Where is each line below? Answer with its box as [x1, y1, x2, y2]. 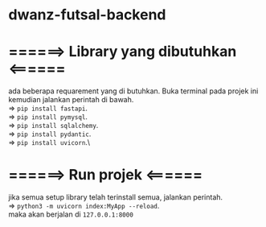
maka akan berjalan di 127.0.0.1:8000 [8, 209, 134, 219]
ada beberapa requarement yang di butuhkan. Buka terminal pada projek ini [8, 86, 259, 96]
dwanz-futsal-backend [8, 6, 166, 24]
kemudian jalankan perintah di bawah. [8, 95, 134, 105]
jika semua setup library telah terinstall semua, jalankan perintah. [8, 192, 223, 202]
